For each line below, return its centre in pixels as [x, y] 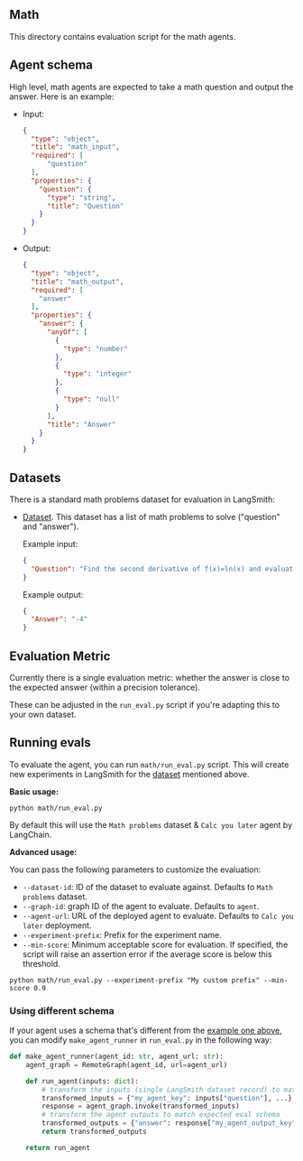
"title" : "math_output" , [78, 282]
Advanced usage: [43, 851]
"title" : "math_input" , [75, 147]
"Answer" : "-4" [60, 619]
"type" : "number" [95, 348]
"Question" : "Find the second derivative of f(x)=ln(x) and [146, 569]
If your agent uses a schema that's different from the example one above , [146, 1031]
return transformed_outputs [94, 1132]
